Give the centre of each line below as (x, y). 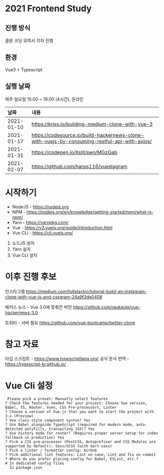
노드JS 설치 (23, 243)
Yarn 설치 (21, 249)
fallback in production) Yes (35, 438)
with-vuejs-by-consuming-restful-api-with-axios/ (92, 141)
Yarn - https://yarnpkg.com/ (40, 222)
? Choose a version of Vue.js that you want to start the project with (79, 412)
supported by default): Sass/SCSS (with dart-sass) (59, 446)
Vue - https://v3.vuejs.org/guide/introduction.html (62, 227)
